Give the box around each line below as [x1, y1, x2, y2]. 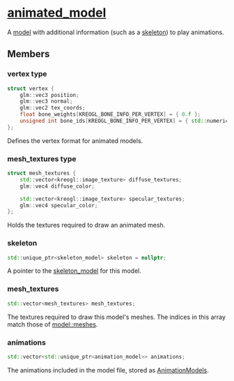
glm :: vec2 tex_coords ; [19, 105, 86, 112]
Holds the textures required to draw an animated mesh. [7, 221, 166, 230]
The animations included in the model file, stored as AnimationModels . [7, 366, 209, 374]
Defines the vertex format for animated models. [7, 136, 143, 144]
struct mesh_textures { [7, 170, 77, 177]
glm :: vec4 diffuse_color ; [19, 183, 95, 190]
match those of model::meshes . [7, 320, 98, 329]
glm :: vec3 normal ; [19, 98, 73, 105]
